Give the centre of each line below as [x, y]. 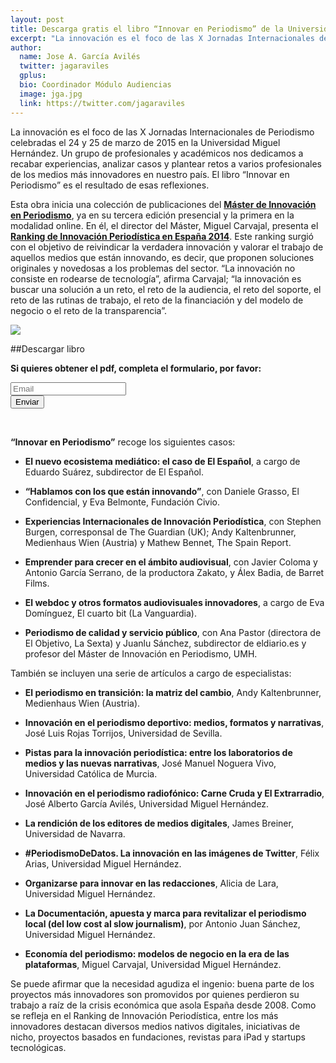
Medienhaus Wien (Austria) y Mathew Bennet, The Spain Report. [158, 542]
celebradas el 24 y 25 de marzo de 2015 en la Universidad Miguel [145, 142]
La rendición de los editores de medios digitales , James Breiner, [159, 823]
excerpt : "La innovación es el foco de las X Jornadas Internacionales [162, 38]
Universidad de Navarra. [75, 833]
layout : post [37, 19]
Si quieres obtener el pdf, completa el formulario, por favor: [136, 368]
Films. [37, 583]
